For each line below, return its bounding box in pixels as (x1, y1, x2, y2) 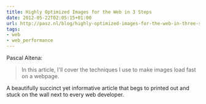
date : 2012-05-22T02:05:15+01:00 (6, 15, 92, 21)
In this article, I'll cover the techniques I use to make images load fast (21, 66, 196, 73)
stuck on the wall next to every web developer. (6, 91, 124, 98)
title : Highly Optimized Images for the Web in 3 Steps (6, 9, 152, 15)
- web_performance (6, 37, 53, 43)
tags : (6, 26, 20, 32)
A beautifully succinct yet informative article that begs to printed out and (6, 84, 190, 92)
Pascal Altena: (6, 54, 43, 61)
